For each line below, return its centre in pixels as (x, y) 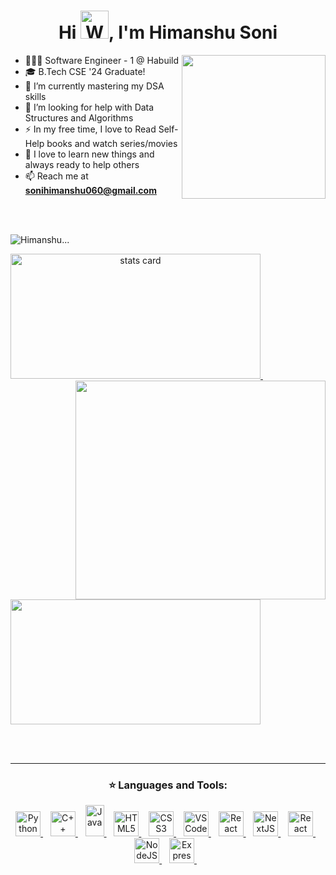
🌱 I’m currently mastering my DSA (94, 86)
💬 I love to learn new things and (89, 154)
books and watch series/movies (112, 143)
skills (35, 96)
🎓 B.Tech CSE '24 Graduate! (85, 71)
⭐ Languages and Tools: (168, 785)
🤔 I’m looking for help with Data (89, 107)
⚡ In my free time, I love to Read (90, 129)
